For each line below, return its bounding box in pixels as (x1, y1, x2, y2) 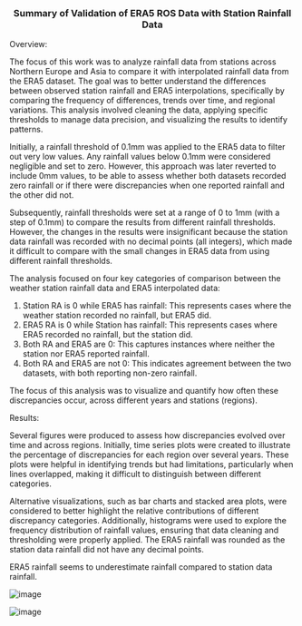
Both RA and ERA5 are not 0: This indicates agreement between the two (22, 358, 292, 369)
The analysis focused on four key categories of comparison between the (9, 273, 281, 284)
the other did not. (9, 190, 74, 201)
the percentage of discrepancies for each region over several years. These (9, 449, 289, 460)
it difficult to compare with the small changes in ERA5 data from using (9, 246, 270, 257)
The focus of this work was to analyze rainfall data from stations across (9, 56, 277, 67)
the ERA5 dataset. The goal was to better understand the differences (9, 75, 267, 87)
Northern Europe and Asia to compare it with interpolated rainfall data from (9, 66, 289, 77)
